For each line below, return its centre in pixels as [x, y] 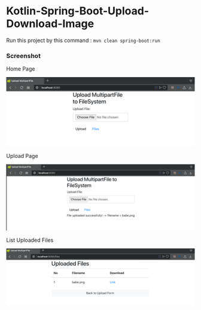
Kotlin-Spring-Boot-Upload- [78, 11]
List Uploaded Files [30, 240]
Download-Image [50, 24]
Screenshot [23, 56]
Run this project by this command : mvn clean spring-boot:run [83, 40]
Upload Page [22, 156]
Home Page [21, 69]
